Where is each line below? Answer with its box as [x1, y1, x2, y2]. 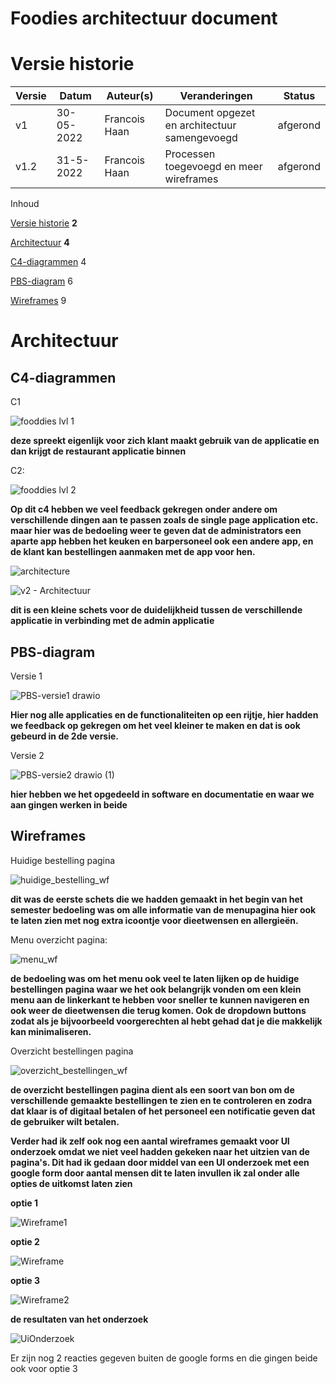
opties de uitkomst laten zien [10, 1177, 133, 1189]
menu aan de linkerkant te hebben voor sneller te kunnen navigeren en [10, 993, 310, 1006]
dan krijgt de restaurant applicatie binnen [10, 445, 187, 457]
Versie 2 [10, 749, 45, 761]
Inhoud [10, 198, 40, 210]
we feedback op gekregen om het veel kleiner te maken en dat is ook [10, 719, 301, 731]
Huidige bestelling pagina [10, 854, 116, 866]
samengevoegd [164, 131, 238, 145]
